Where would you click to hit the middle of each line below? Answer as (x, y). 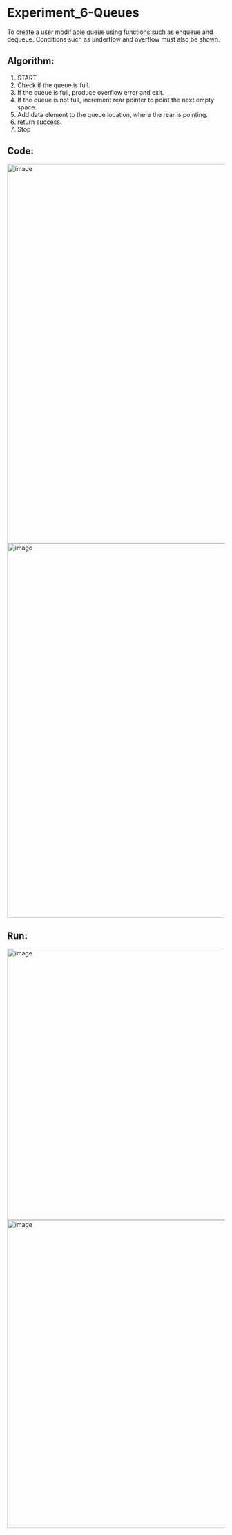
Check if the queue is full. (54, 85)
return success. (39, 122)
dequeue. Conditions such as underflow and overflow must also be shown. (114, 39)
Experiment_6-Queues (73, 13)
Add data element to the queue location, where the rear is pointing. (113, 114)
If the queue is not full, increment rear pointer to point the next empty (116, 100)
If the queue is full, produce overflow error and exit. (90, 92)
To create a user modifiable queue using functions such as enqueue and (110, 32)
